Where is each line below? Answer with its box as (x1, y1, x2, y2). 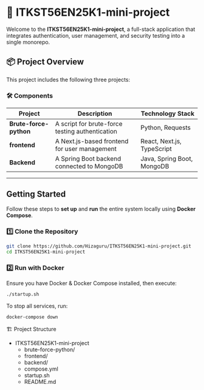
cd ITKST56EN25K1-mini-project (6, 249, 86, 255)
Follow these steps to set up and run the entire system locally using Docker (6, 205, 196, 212)
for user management (55, 145, 117, 153)
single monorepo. (6, 38, 50, 45)
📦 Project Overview (6, 57, 84, 67)
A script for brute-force (55, 119, 123, 128)
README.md (24, 378, 56, 385)
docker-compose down (6, 314, 59, 320)
